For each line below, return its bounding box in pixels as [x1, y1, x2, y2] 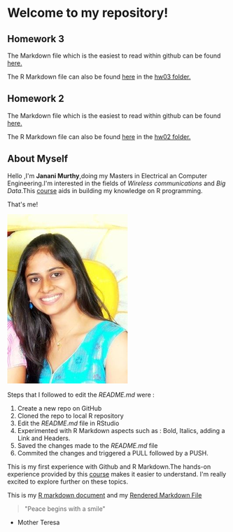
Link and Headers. [17, 434, 71, 442]
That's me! [7, 200, 38, 208]
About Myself [7, 153, 69, 165]
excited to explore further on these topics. [7, 477, 128, 486]
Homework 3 [7, 33, 64, 45]
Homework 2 [7, 93, 64, 105]
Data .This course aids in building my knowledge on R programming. [7, 186, 203, 194]
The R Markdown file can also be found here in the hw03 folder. [7, 72, 191, 81]
